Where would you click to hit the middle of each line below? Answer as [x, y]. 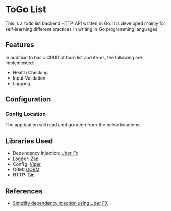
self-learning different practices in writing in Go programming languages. [82, 29]
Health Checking [30, 72]
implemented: [20, 63]
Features [20, 45]
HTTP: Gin [23, 175]
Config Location [26, 114]
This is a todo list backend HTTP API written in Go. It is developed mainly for [86, 23]
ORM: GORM [26, 170]
